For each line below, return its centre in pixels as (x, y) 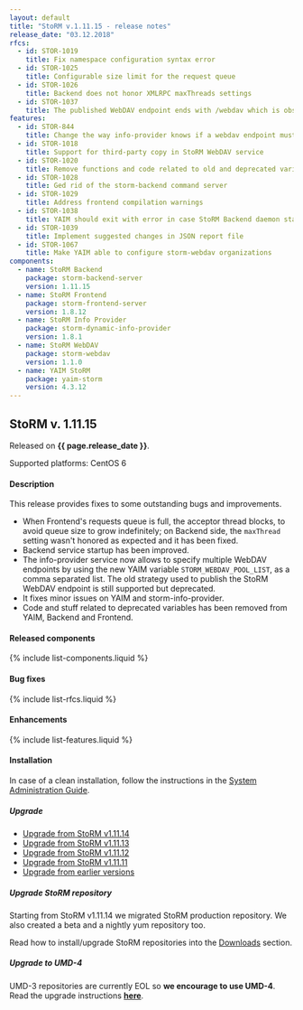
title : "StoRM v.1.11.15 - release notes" (90, 26)
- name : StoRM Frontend (62, 295)
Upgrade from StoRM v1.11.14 (76, 833)
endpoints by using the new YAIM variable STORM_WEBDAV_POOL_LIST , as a (156, 569)
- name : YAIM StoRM (54, 370)
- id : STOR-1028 (48, 177)
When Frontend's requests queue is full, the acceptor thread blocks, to (154, 521)
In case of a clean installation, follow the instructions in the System (133, 780)
